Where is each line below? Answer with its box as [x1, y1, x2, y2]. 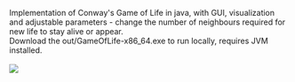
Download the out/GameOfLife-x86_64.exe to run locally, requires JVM [9, 35, 268, 46]
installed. [9, 45, 43, 56]
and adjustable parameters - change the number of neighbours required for [9, 17, 286, 27]
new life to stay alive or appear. [9, 26, 124, 36]
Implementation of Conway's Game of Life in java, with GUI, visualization [9, 8, 275, 18]
